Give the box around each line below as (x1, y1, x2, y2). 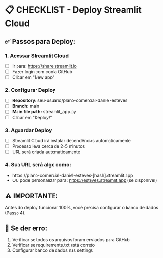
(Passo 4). (5, 210, 26, 216)
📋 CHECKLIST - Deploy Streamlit (5, 4, 142, 16)
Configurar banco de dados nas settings (12, 247, 93, 253)
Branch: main (12, 103, 40, 109)
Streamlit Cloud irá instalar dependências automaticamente (12, 138, 131, 143)
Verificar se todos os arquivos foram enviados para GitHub (12, 237, 130, 243)
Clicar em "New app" (12, 74, 55, 80)
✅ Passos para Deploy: (5, 38, 76, 46)
